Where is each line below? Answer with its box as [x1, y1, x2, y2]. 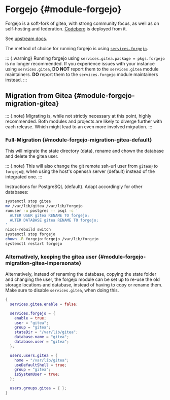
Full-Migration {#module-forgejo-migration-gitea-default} [5, 136, 152, 143]
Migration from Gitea [5, 91, 73, 100]
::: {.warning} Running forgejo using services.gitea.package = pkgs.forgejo [5, 55, 165, 61]
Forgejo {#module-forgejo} [5, 4, 122, 15]
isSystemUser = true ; [14, 372, 60, 377]
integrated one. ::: [5, 174, 42, 180]
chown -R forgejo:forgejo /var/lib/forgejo [5, 237, 99, 242]
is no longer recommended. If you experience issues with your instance [5, 60, 155, 66]
